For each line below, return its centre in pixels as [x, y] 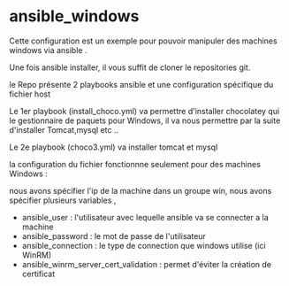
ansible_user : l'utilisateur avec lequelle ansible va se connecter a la [145, 217]
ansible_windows [74, 16]
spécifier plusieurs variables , [63, 200]
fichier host [30, 94]
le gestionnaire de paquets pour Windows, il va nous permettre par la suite [145, 120]
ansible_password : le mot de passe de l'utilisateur [114, 236]
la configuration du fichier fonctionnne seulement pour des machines [135, 164]
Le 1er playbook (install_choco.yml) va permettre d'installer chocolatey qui [144, 111]
